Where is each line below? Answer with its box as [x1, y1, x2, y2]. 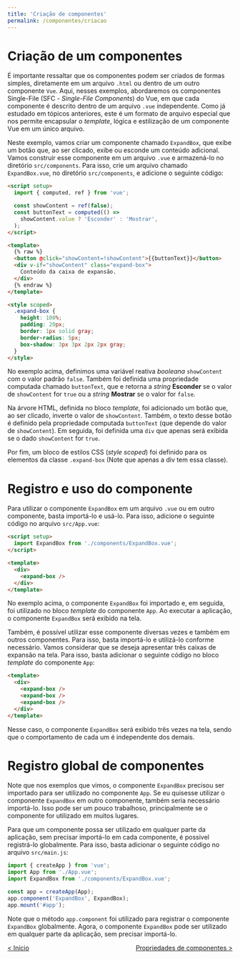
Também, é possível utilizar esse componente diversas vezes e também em [7, 628, 230, 637]
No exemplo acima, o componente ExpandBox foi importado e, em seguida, [7, 599, 225, 607]
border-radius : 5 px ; [20, 334, 81, 342]
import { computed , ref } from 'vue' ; [14, 189, 130, 197]
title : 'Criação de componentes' [7, 10, 107, 18]
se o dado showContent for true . [7, 434, 100, 443]
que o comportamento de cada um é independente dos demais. [7, 732, 195, 741]
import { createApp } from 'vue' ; [7, 862, 111, 869]
